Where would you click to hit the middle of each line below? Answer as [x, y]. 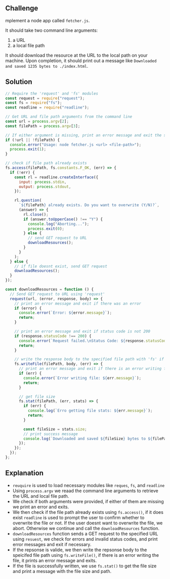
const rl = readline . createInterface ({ [56, 177]
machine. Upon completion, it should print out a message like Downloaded [81, 61]
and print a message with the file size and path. [62, 571]
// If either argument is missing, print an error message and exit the [83, 135]
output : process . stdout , [45, 186]
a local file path [29, 45]
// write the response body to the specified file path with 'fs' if [89, 359]
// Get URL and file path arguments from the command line [69, 117]
